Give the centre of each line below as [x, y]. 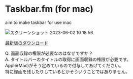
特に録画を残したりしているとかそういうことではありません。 [67, 71]
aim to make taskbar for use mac [38, 22]
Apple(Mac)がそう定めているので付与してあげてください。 [64, 65]
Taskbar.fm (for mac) [49, 9]
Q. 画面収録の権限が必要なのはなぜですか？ [49, 53]
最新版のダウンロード [27, 43]
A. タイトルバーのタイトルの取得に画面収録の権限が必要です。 [68, 59]
